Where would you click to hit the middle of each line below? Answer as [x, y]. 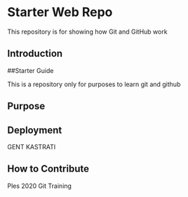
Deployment [35, 130]
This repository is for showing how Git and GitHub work [87, 32]
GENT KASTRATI [32, 147]
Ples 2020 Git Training [40, 186]
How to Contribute [48, 169]
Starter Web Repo [60, 12]
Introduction [35, 54]
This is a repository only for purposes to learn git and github [94, 84]
